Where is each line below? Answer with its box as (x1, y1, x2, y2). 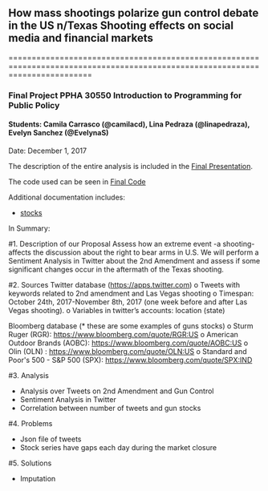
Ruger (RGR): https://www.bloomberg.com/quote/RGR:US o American (8, 329, 239, 339)
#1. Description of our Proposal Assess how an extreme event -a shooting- (8, 239, 255, 248)
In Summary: (8, 223, 51, 233)
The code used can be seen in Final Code (8, 176, 146, 187)
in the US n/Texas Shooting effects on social (8, 19, 234, 33)
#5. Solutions (8, 458, 52, 468)
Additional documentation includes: (8, 192, 126, 202)
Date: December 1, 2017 (8, 146, 87, 155)
